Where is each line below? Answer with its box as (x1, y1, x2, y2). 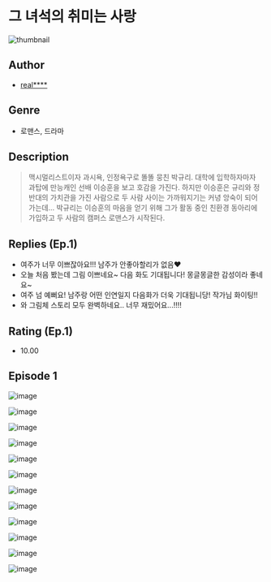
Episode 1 (8, 369, 58, 383)
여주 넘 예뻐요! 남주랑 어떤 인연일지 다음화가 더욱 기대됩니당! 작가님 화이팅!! (19, 290, 258, 300)
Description (8, 149, 69, 163)
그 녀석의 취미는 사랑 (8, 7, 136, 26)
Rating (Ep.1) (8, 324, 73, 338)
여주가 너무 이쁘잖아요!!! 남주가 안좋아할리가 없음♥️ (19, 260, 182, 269)
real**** (19, 80, 48, 89)
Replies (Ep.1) (8, 237, 78, 251)
